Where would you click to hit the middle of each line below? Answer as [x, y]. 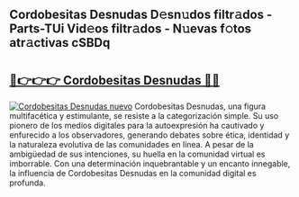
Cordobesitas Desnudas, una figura [200, 106]
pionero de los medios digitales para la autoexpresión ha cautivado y [137, 125]
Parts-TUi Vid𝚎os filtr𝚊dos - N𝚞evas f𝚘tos [131, 29]
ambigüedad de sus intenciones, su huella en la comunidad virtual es [137, 154]
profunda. [28, 183]
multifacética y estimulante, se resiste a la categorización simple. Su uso [144, 116]
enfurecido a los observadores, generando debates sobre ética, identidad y [149, 135]
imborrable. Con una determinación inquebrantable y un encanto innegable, [150, 164]
